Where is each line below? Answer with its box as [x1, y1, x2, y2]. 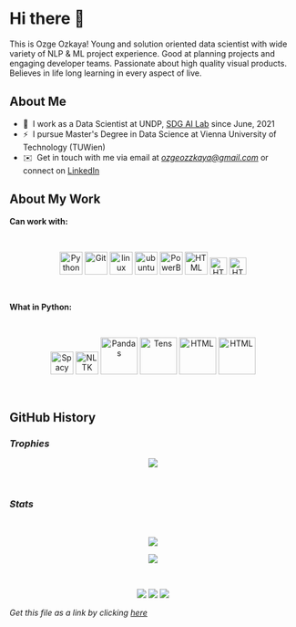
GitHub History [9, 410, 97, 425]
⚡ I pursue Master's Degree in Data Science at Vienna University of [22, 128, 277, 140]
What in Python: [9, 301, 73, 312]
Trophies [9, 437, 50, 450]
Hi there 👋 [9, 8, 85, 29]
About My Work [9, 192, 101, 207]
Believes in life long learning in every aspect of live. [9, 68, 202, 78]
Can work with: [9, 215, 68, 226]
